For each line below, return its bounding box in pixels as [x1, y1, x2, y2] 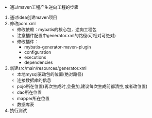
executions [24, 55, 47, 60]
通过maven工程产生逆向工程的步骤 [9, 4, 79, 10]
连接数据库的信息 [17, 77, 51, 83]
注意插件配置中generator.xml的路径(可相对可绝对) [17, 33, 116, 38]
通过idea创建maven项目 [9, 15, 57, 20]
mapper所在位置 [17, 96, 50, 101]
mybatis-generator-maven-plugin [24, 44, 91, 50]
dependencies [24, 59, 53, 65]
